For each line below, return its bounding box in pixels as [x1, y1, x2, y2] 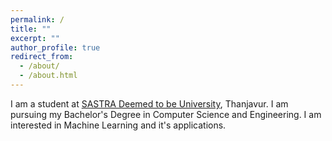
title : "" [10, 24, 52, 34]
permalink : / [10, 14, 65, 25]
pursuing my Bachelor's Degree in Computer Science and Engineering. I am [10, 108, 322, 120]
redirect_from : [10, 52, 74, 62]
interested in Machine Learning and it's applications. [10, 119, 227, 131]
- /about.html [19, 71, 78, 81]
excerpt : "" [10, 33, 60, 43]
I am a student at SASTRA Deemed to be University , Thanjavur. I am [10, 97, 289, 110]
